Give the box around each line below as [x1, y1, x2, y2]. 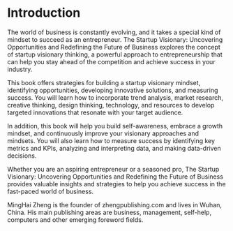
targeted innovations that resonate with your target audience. [7, 108, 183, 117]
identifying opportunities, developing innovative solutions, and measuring [7, 86, 218, 94]
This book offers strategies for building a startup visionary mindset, [7, 78, 201, 87]
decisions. [7, 151, 37, 160]
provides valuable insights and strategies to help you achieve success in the [7, 179, 226, 188]
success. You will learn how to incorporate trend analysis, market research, [7, 93, 223, 102]
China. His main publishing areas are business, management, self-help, [7, 208, 211, 216]
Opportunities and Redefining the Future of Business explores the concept [7, 43, 221, 51]
